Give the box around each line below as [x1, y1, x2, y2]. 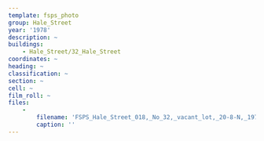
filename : [36, 114, 68, 121]
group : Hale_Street [8, 19, 72, 27]
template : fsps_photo [8, 11, 79, 20]
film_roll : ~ [8, 92, 51, 99]
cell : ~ [8, 84, 34, 92]
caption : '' [36, 121, 76, 128]
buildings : [8, 41, 44, 49]
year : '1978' [8, 26, 51, 34]
